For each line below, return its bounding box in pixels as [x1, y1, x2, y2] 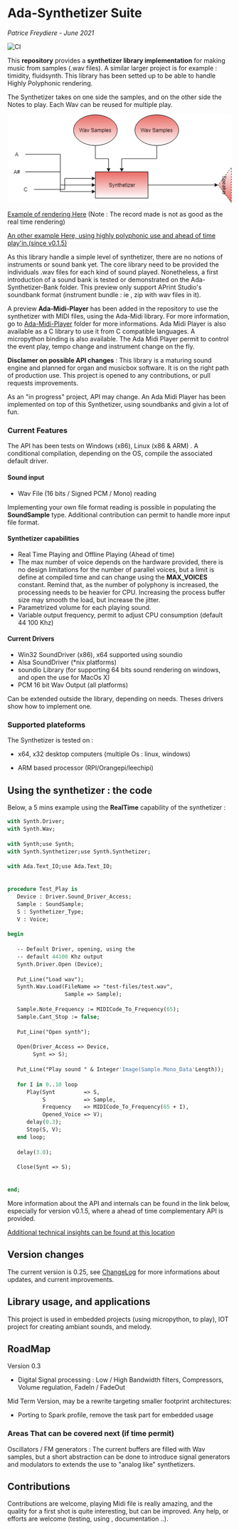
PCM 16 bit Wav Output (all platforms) [17, 681, 128, 689]
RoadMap [7, 1343, 51, 1355]
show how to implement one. [7, 702, 92, 710]
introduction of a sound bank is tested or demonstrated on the [7, 276, 190, 284]
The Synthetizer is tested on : [7, 736, 94, 745]
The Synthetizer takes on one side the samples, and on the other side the [7, 93, 222, 101]
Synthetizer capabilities [7, 534, 80, 543]
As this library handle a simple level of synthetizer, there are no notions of [7, 253, 223, 262]
